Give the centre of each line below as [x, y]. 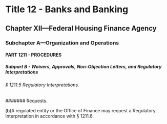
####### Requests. [26, 101]
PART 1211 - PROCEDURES [34, 55]
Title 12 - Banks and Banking [67, 9]
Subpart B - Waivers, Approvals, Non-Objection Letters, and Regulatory [83, 66]
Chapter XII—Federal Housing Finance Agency [81, 28]
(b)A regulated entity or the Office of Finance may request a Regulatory [80, 110]
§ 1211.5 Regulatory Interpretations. [42, 85]
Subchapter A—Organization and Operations [62, 43]
